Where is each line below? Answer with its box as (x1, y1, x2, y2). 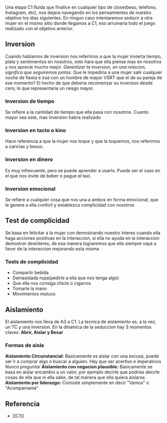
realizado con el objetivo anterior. (5, 26, 74, 32)
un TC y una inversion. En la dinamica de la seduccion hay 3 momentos (5, 324, 152, 330)
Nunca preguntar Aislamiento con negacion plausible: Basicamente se (5, 364, 153, 370)
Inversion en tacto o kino (5, 127, 66, 134)
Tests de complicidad (5, 258, 58, 265)
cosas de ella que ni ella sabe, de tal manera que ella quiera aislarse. (5, 374, 146, 380)
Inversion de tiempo (5, 98, 55, 105)
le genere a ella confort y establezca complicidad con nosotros (5, 202, 135, 208)
